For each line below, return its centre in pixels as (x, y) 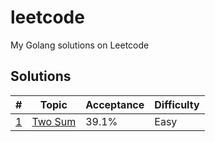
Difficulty (177, 104)
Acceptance (115, 104)
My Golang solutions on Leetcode (80, 45)
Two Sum (54, 121)
